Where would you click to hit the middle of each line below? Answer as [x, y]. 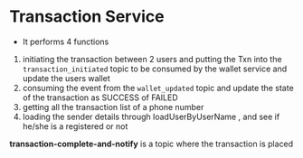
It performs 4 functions [66, 42]
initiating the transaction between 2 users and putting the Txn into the [152, 59]
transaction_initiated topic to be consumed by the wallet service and [155, 69]
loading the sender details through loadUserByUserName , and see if [151, 116]
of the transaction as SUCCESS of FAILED [100, 98]
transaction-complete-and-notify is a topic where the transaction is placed [151, 144]
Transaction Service [87, 17]
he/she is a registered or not [75, 126]
